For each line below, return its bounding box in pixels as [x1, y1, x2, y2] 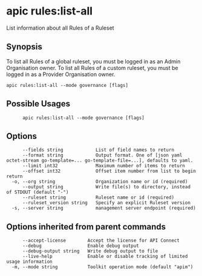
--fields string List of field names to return [22, 147, 174, 153]
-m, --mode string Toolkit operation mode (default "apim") [11, 264, 194, 270]
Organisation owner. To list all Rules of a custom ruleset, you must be [6, 64, 178, 71]
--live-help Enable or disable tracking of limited [22, 254, 188, 260]
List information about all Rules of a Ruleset [6, 24, 114, 31]
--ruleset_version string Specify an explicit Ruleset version [22, 200, 191, 206]
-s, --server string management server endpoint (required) [11, 205, 197, 211]
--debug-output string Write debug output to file [22, 248, 158, 254]
